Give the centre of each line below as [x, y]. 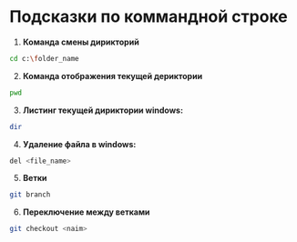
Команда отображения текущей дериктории [113, 76]
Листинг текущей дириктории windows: [103, 110]
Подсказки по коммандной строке [149, 17]
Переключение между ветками [86, 212]
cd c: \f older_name [44, 58]
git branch [30, 195]
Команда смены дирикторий [81, 42]
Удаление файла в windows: [79, 144]
